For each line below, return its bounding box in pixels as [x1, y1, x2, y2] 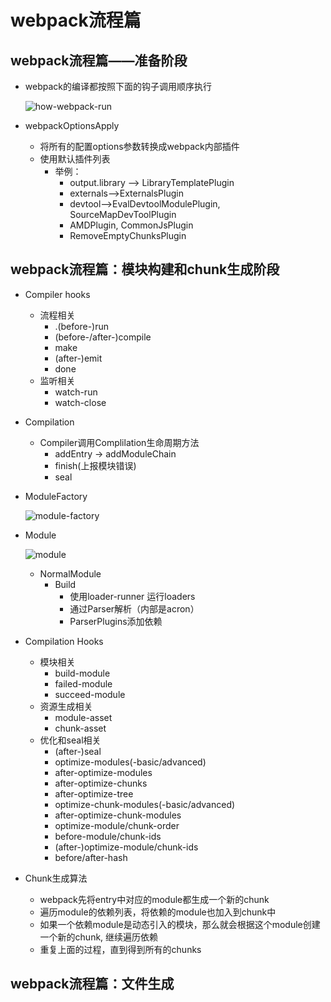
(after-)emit [54, 352, 103, 364]
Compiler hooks [24, 288, 91, 300]
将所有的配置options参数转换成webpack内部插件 [39, 141, 240, 152]
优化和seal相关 [39, 734, 102, 746]
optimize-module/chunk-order [54, 819, 180, 831]
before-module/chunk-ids [54, 830, 162, 842]
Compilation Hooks [24, 635, 104, 647]
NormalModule [39, 567, 102, 580]
